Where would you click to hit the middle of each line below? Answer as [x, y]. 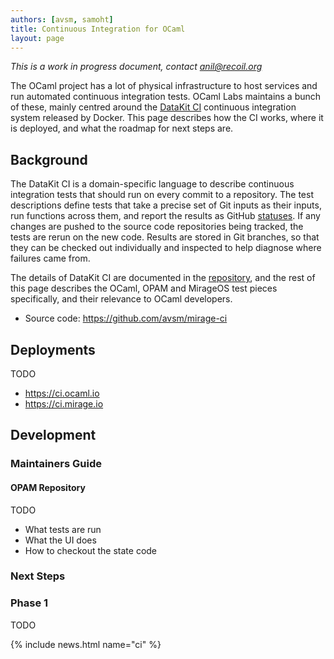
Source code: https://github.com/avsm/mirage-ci [126, 318]
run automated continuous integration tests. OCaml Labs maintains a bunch [166, 97]
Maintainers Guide [56, 464]
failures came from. [50, 258]
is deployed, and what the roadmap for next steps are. [122, 128]
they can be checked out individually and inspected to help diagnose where [166, 248]
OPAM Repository [48, 487]
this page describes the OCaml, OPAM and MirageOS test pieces [144, 288]
